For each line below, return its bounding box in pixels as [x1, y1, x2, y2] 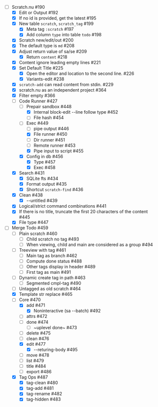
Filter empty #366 [19, 93, 56, 98]
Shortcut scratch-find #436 [26, 187, 84, 192]
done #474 [26, 319, 48, 325]
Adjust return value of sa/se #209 [19, 48, 87, 54]
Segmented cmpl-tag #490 [26, 280, 82, 286]
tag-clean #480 [26, 380, 58, 386]
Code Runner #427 [19, 98, 58, 104]
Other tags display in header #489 [26, 263, 96, 269]
